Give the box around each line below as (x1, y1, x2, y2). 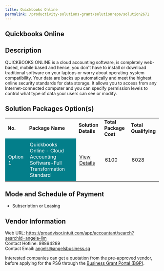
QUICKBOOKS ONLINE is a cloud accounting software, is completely (5, 59, 143, 65)
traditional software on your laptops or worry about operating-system (5, 69, 145, 76)
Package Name (29, 125, 65, 131)
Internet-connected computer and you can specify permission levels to (5, 85, 148, 91)
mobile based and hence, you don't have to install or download (20, 64, 146, 70)
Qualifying (131, 127, 156, 134)
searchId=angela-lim (5, 235, 47, 241)
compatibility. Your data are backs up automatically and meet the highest (5, 75, 152, 81)
